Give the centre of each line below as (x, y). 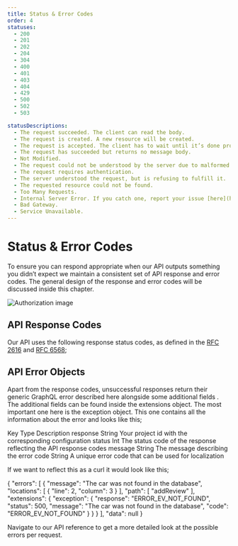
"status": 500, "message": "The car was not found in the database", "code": (118, 506)
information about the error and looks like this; (75, 419)
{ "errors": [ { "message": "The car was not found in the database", (105, 483)
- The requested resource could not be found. (84, 185)
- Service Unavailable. (49, 212)
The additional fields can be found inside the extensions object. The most (114, 404)
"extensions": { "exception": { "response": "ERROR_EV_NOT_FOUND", (109, 498)
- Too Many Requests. (46, 192)
